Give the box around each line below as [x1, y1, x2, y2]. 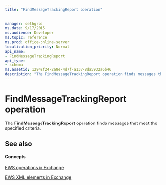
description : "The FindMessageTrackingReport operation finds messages [5, 72, 156, 77]
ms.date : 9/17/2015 [5, 26, 45, 31]
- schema [5, 62, 23, 67]
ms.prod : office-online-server [5, 40, 70, 45]
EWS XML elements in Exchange [5, 174, 72, 180]
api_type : [5, 58, 26, 63]
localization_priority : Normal [5, 44, 70, 49]
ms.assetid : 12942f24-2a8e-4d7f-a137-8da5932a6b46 [5, 67, 112, 72]
